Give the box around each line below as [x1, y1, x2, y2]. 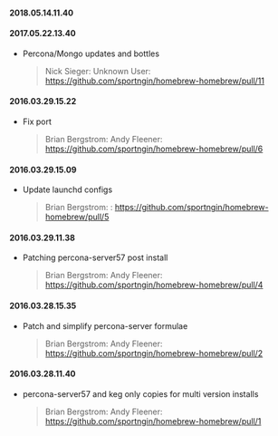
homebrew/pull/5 [44, 211, 110, 222]
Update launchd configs [22, 184, 113, 195]
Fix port [22, 116, 53, 127]
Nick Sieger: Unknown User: [44, 65, 151, 76]
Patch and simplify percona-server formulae [22, 320, 188, 331]
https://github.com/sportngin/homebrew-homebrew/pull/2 [44, 347, 264, 358]
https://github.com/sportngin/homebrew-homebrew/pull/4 [44, 279, 264, 290]
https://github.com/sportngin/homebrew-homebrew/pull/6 [44, 143, 264, 154]
